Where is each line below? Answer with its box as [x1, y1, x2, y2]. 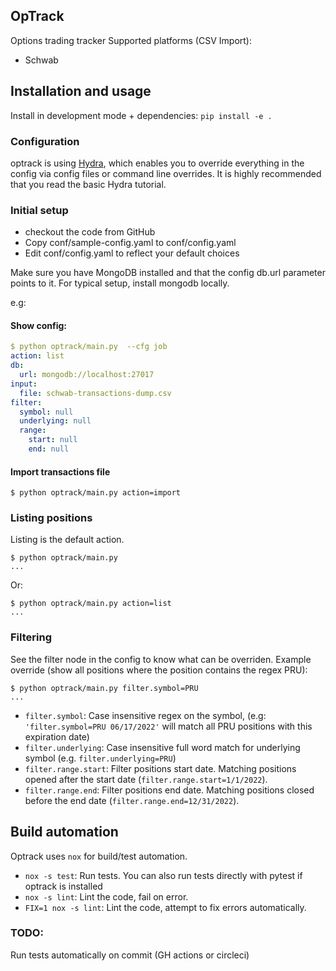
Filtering [10, 630, 52, 644]
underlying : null [19, 416, 92, 426]
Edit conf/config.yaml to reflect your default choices [24, 247, 240, 259]
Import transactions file [10, 465, 111, 478]
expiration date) [24, 730, 90, 743]
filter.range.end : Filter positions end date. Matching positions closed [24, 784, 315, 796]
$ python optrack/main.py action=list [10, 599, 172, 609]
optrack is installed [24, 880, 103, 892]
